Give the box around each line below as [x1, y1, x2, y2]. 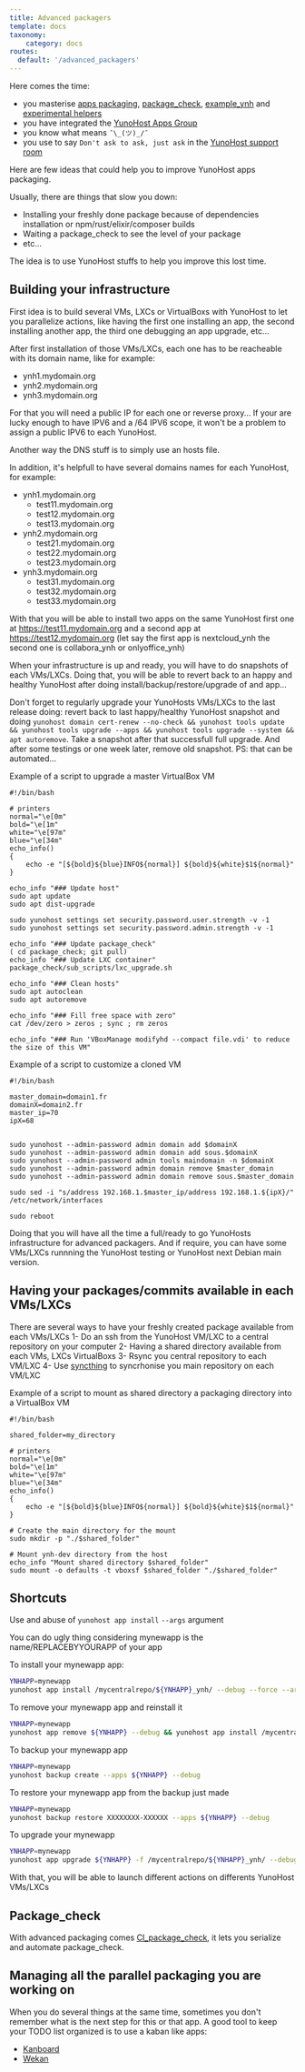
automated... [9, 752, 57, 764]
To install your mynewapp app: [9, 1659, 124, 1670]
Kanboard [22, 2043, 60, 2054]
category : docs [25, 38, 84, 48]
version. [9, 1256, 40, 1267]
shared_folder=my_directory [9, 1430, 116, 1440]
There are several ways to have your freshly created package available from [9, 1321, 294, 1333]
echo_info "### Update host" [9, 883, 120, 892]
